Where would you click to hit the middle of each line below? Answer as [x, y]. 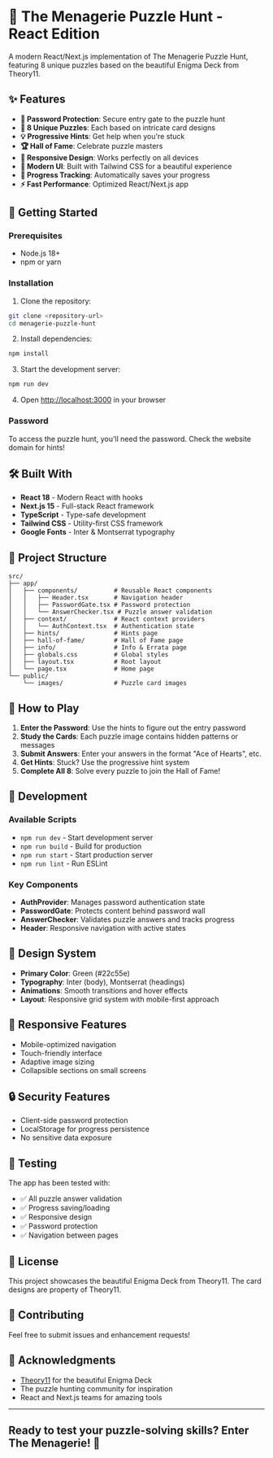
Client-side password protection [74, 1120]
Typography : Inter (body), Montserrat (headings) [102, 982]
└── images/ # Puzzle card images [105, 683]
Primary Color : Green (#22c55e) [75, 973]
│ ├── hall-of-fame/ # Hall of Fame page [96, 641]
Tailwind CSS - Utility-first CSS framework [92, 523]
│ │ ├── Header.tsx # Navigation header [96, 598]
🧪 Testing [33, 1163]
